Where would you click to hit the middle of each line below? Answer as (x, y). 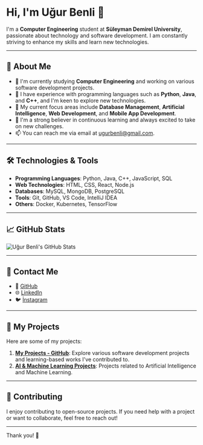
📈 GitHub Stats (36, 229)
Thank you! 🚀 (23, 435)
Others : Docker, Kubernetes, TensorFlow (66, 204)
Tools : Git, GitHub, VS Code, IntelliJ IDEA (66, 197)
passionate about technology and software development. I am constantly (97, 35)
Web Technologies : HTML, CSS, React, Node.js (75, 184)
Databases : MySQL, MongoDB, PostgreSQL (70, 191)
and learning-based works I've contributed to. (72, 359)
